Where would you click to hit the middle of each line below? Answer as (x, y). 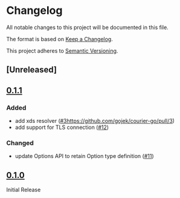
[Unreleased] (32, 70)
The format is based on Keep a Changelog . (59, 39)
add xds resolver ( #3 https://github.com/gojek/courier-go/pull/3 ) (95, 121)
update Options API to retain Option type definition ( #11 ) (84, 156)
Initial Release (24, 190)
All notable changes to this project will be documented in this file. (88, 27)
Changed (20, 143)
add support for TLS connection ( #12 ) (62, 127)
